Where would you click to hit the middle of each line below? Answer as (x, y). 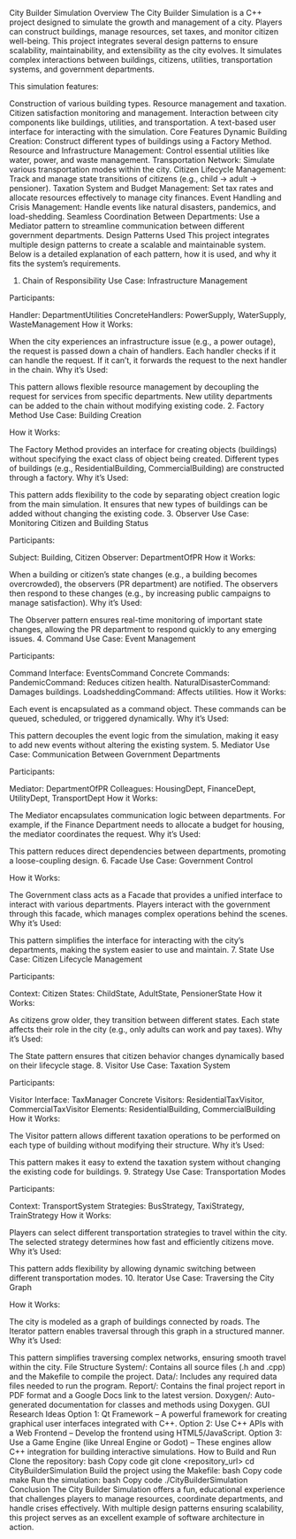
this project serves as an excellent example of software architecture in (137, 1517)
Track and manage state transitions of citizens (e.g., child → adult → (133, 179)
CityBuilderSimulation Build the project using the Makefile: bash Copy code (146, 1470)
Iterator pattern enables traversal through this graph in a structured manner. (147, 1331)
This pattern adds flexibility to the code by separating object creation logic (145, 495)
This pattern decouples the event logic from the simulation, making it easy (144, 735)
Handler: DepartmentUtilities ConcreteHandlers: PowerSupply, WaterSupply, (148, 315)
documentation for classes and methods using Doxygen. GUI (159, 1404)
